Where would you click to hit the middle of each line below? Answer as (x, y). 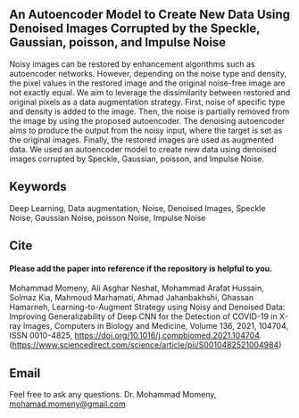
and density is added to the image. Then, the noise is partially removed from (149, 111)
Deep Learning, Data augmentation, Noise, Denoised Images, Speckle (137, 208)
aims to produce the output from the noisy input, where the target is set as (146, 130)
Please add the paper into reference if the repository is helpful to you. (141, 268)
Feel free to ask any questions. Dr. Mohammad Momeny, (113, 395)
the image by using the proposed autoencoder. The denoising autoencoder (147, 120)
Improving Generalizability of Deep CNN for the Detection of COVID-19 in (144, 316)
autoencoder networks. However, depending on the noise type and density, (148, 73)
